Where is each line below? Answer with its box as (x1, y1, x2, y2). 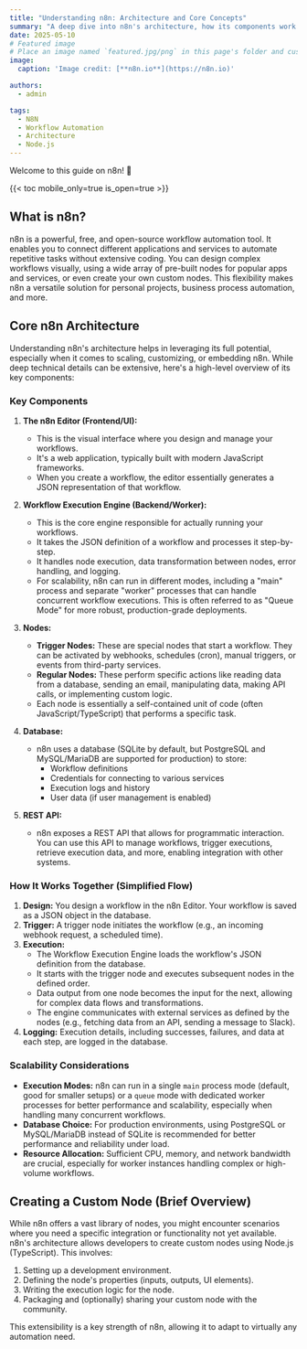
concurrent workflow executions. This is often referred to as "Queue (36, 594, 294, 605)
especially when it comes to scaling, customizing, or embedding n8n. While (9, 352, 294, 363)
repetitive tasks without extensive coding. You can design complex (9, 252, 261, 263)
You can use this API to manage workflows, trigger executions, (36, 837, 273, 848)
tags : (9, 106, 30, 115)
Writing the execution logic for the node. (22, 1284, 175, 1295)
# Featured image (9, 38, 76, 48)
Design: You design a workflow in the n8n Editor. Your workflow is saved (22, 900, 297, 911)
